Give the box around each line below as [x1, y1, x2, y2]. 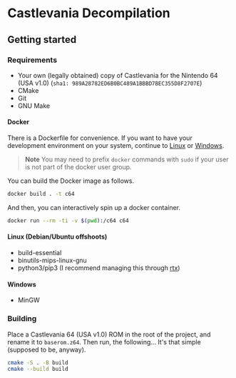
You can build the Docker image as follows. [7, 176, 134, 185]
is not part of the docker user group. [24, 163, 132, 171]
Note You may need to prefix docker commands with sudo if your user [24, 155, 230, 164]
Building [7, 314, 37, 324]
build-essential [17, 249, 62, 257]
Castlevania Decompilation [7, 5, 171, 21]
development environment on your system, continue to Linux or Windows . [7, 141, 225, 150]
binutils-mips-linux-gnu [17, 256, 87, 265]
